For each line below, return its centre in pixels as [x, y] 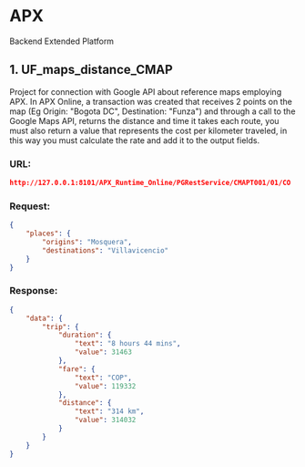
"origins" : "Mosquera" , [87, 242]
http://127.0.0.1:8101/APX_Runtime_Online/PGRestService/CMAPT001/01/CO [150, 183]
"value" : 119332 [105, 386]
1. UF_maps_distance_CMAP [91, 70]
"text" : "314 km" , [109, 411]
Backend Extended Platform [62, 41]
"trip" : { [61, 327]
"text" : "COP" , [103, 378]
